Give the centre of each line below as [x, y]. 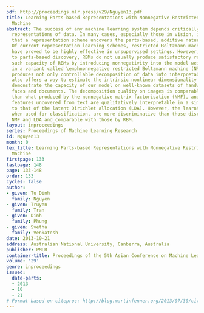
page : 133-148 [24, 171]
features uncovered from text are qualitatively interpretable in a [100, 102]
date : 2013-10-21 [28, 238]
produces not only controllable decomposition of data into [89, 74]
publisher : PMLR [27, 250]
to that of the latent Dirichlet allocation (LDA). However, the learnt [106, 108]
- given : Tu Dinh [28, 193]
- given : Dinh [24, 216]
